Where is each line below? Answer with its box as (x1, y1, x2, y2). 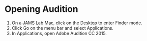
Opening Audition (4, 3, 78, 15)
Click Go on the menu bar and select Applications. (11, 25, 114, 31)
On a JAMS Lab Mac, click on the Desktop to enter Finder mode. (11, 20, 143, 26)
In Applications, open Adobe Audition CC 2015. (11, 30, 107, 36)
